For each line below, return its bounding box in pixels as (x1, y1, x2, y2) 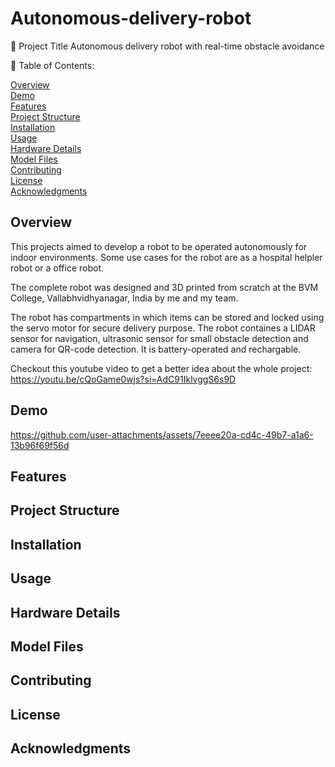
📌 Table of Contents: (10, 59, 95, 71)
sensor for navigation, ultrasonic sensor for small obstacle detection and (10, 332, 309, 344)
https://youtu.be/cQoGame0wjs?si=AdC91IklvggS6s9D (10, 373, 237, 385)
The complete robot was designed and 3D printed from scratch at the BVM (10, 281, 319, 293)
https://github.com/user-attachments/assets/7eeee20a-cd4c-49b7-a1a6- (10, 428, 314, 441)
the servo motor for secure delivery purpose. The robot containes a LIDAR (10, 322, 316, 334)
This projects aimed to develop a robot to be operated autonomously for (10, 240, 308, 252)
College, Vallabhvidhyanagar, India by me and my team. (10, 292, 239, 304)
